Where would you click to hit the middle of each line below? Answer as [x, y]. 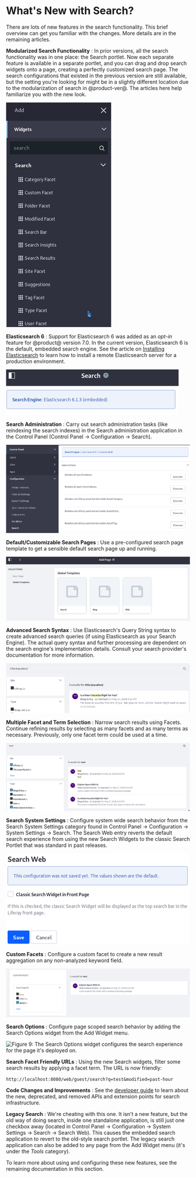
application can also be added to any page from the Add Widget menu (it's [96, 1145]
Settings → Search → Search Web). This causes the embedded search [91, 1133]
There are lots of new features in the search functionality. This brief [87, 27]
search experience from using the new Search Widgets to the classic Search [98, 839]
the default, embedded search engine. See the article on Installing [85, 349]
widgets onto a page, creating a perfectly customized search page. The [92, 69]
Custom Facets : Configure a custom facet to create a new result [84, 954]
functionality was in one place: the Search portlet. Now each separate [90, 57]
